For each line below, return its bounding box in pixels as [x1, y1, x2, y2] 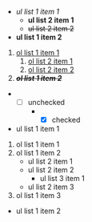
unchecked [27, 98, 66, 107]
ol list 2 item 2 [27, 65, 74, 75]
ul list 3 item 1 [39, 174, 86, 184]
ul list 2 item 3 [27, 182, 74, 192]
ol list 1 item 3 [15, 191, 62, 200]
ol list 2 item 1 [27, 56, 74, 66]
